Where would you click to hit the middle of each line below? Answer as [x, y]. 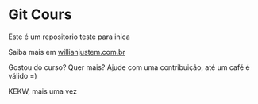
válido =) [23, 75]
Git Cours [40, 15]
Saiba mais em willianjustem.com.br [67, 52]
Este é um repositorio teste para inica [69, 37]
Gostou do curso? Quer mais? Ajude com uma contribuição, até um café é [129, 67]
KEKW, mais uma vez [43, 91]
